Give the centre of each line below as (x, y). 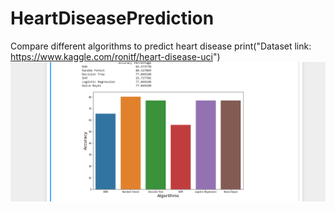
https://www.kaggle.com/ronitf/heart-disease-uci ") (115, 56)
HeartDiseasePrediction (112, 18)
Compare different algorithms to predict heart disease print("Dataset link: (161, 46)
